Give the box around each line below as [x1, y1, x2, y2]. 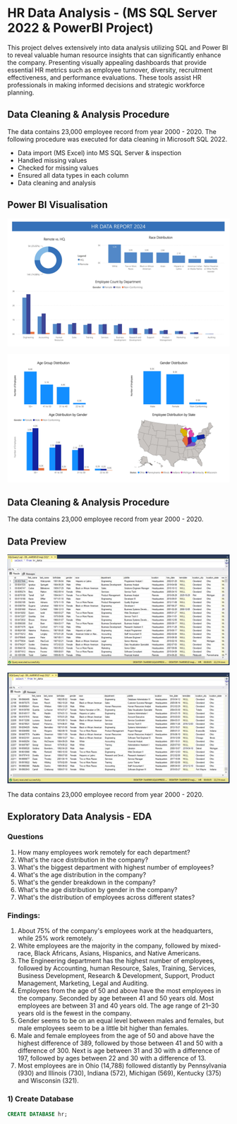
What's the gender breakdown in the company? [17, 878, 157, 886]
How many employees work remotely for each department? [17, 848, 190, 856]
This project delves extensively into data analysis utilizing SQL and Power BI [7, 43, 229, 51]
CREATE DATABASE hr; [7, 1111, 68, 1118]
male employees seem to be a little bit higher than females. [17, 1024, 189, 1032]
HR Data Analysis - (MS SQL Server [7, 5, 217, 21]
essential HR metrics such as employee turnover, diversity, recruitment [7, 66, 213, 74]
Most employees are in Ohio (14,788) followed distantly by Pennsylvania [17, 1061, 227, 1070]
